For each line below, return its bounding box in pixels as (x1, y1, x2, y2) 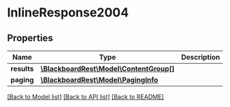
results (10, 64, 34, 73)
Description (181, 53, 220, 62)
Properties (7, 32, 53, 44)
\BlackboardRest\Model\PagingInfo (40, 75, 159, 84)
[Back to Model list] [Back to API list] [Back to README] (7, 93, 164, 101)
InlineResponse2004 (7, 5, 129, 21)
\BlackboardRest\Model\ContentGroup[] (40, 64, 175, 73)
